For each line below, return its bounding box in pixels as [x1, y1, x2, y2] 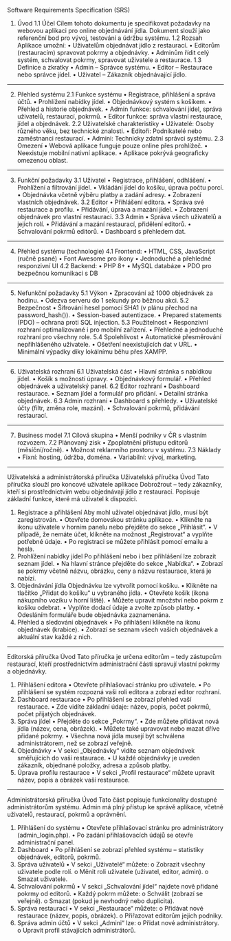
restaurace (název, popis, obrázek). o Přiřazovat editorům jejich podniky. [16, 911, 223, 920]
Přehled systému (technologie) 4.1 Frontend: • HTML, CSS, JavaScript [16, 247, 215, 255]
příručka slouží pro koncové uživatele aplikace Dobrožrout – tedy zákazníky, [7, 480, 223, 488]
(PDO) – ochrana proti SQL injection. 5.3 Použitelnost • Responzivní [16, 318, 208, 326]
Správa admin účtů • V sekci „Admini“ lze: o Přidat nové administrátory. [16, 919, 220, 927]
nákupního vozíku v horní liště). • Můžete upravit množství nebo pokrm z [16, 596, 223, 604]
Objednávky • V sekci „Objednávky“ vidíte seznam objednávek [16, 747, 195, 754]
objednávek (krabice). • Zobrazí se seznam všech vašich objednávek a [16, 625, 219, 634]
